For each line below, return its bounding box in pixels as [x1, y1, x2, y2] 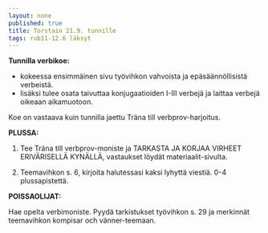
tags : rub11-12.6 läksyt [8, 34, 91, 42]
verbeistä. [19, 80, 54, 90]
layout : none [8, 11, 52, 20]
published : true [8, 19, 63, 27]
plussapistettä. [19, 176, 69, 186]
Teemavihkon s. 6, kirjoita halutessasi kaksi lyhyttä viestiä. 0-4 [19, 167, 227, 177]
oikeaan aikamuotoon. [19, 97, 94, 106]
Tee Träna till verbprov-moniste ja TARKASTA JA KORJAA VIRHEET [19, 143, 242, 153]
